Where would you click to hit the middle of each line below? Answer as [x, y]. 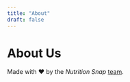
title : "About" [29, 13]
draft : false [26, 20]
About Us [34, 53]
